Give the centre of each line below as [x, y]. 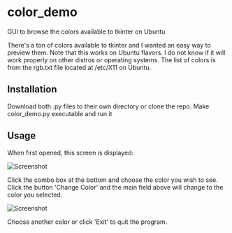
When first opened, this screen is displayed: [71, 153]
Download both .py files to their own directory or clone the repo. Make [108, 106]
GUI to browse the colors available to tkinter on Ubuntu [86, 31]
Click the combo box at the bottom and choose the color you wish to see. [113, 180]
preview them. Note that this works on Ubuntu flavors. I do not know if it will [116, 52]
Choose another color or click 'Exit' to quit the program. [87, 222]
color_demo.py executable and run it [60, 113]
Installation [32, 89]
